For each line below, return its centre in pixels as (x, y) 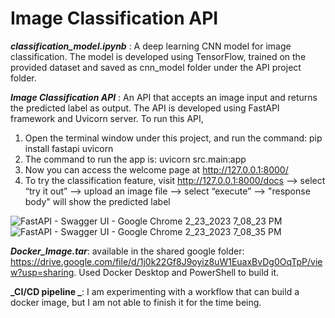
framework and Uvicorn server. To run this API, (107, 118)
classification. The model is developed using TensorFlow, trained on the (158, 56)
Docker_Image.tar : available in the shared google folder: (127, 251)
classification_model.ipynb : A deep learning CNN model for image (151, 46)
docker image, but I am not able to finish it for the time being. (136, 302)
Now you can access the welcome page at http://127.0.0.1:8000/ (156, 169)
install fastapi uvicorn (69, 148)
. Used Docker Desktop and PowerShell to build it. (176, 272)
